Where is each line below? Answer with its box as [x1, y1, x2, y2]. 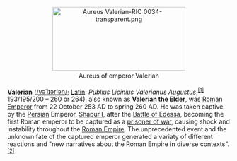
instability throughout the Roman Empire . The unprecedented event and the [7, 125, 228, 133]
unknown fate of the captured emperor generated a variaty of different [7, 133, 214, 141]
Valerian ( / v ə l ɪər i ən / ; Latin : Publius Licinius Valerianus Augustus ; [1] [7, 86, 204, 96]
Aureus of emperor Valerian [79, 71, 159, 80]
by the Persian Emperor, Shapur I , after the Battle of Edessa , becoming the [7, 110, 224, 119]
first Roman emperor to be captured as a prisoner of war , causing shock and [7, 117, 230, 126]
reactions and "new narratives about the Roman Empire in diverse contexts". [7, 140, 230, 148]
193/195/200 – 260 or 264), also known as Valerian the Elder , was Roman [7, 95, 223, 104]
